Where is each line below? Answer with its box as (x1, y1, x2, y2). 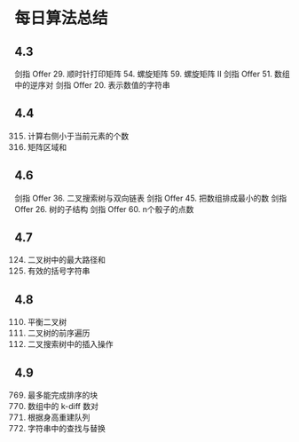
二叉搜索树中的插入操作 (27, 339, 114, 350)
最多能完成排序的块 (27, 390, 98, 400)
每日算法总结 (14, 8, 109, 28)
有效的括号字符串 (27, 265, 90, 276)
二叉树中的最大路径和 (27, 255, 106, 265)
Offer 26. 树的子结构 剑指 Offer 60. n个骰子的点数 (14, 203, 194, 214)
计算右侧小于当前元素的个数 (27, 130, 130, 141)
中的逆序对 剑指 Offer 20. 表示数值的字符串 (14, 80, 171, 90)
